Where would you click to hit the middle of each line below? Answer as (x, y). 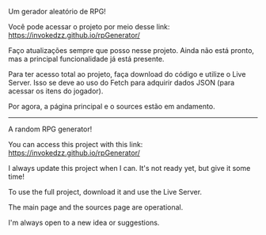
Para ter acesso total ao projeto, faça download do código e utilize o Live (127, 74)
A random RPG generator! (50, 129)
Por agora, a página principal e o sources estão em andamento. (112, 106)
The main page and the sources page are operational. (96, 207)
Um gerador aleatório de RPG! (57, 11)
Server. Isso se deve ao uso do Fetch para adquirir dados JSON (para (122, 83)
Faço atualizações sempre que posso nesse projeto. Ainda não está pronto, (131, 50)
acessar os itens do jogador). (56, 91)
